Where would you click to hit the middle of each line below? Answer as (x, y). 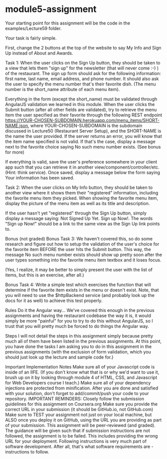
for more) (15, 152)
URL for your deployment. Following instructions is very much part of (76, 441)
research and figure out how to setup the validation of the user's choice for (82, 244)
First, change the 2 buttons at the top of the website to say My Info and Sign (83, 47)
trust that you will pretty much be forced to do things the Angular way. (77, 326)
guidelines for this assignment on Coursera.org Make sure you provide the (82, 404)
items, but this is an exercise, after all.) (45, 275)
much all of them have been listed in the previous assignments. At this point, (83, 341)
